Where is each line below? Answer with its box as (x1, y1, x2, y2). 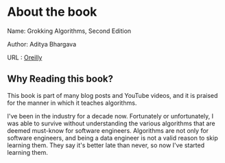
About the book (7, 4, 97, 20)
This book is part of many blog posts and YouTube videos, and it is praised (7, 91, 218, 99)
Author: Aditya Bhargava (7, 40, 77, 48)
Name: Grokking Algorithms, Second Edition (7, 27, 132, 35)
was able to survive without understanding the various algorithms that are (7, 119, 216, 127)
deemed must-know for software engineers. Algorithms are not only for (7, 126, 209, 134)
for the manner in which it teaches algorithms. (7, 99, 137, 107)
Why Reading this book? (7, 73, 113, 85)
